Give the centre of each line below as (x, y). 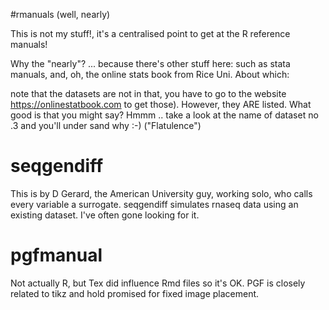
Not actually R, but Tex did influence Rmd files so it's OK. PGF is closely (158, 283)
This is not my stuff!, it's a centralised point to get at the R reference (150, 33)
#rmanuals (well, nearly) (60, 14)
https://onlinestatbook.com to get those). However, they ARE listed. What (161, 104)
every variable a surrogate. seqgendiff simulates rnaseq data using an (154, 204)
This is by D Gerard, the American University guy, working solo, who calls (161, 193)
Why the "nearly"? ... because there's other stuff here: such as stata (150, 63)
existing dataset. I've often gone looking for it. (105, 215)
